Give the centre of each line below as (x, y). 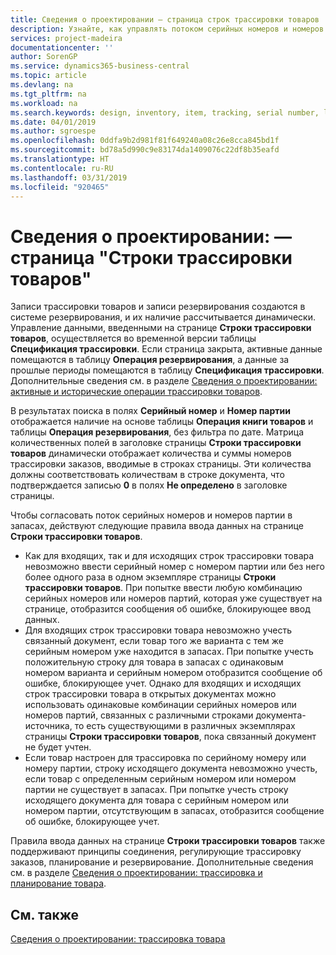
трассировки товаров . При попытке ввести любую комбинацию (163, 588)
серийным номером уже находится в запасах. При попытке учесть (169, 652)
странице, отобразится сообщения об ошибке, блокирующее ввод (167, 609)
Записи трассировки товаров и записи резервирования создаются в (158, 307)
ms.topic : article (48, 76)
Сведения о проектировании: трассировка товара (118, 939)
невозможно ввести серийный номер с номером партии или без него (174, 567)
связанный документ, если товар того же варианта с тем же (154, 641)
